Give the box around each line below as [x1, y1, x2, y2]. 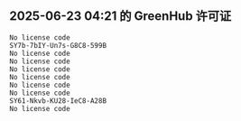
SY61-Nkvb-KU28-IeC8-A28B [9, 96, 107, 106]
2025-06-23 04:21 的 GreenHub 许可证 [9, 8, 232, 24]
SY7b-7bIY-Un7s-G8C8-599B [9, 41, 107, 50]
